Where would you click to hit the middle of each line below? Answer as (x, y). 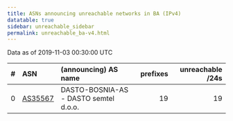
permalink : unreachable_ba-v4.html (59, 33)
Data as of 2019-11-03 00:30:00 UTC (60, 53)
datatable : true (31, 20)
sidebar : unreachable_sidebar (51, 26)
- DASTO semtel (87, 99)
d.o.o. (70, 107)
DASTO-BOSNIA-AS (95, 90)
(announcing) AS (89, 70)
